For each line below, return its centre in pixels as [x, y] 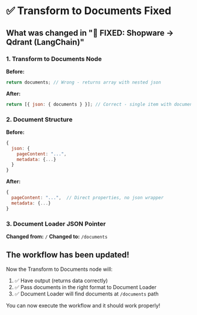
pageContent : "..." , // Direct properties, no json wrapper [88, 198]
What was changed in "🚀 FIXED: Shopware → [90, 33]
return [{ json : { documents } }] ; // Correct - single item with [89, 104]
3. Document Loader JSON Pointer [56, 223]
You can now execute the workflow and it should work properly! [83, 305]
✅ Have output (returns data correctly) [61, 280]
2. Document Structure [39, 119]
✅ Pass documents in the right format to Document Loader [85, 287]
